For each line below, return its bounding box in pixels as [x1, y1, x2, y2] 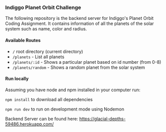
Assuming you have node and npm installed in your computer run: [5, 87, 141, 93]
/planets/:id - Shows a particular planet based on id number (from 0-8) [12, 59, 162, 65]
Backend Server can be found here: [5, 116, 78, 122]
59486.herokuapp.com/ [5, 121, 54, 127]
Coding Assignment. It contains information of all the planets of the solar [5, 20, 154, 26]
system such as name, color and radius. [5, 26, 87, 32]
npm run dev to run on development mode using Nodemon [5, 106, 125, 112]
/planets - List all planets [12, 54, 65, 60]
